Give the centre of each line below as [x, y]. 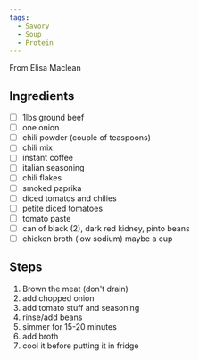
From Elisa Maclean [46, 68]
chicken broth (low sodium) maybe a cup [97, 239]
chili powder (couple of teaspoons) [87, 138]
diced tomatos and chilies [70, 198]
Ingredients [42, 96]
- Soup [29, 34]
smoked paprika [52, 188]
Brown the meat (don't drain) [75, 289]
